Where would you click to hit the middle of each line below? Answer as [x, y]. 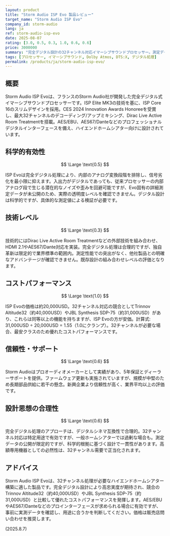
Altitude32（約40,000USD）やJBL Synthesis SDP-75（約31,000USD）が [81, 312]
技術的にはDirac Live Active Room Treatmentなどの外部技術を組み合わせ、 [83, 240]
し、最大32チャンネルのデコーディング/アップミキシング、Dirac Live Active [83, 116]
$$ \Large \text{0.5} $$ [85, 164]
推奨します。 [40, 518]
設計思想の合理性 [32, 408]
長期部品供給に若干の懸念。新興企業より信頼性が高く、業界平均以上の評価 [87, 384]
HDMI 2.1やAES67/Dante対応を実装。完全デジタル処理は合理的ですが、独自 [83, 247]
